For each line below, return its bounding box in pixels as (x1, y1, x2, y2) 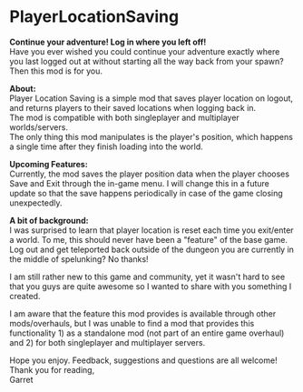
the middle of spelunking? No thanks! (9, 253, 149, 265)
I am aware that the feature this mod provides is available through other (9, 307, 277, 319)
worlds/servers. (9, 121, 68, 133)
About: (9, 83, 36, 94)
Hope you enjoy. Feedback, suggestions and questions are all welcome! (9, 355, 279, 366)
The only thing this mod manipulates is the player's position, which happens (9, 131, 293, 142)
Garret (9, 374, 34, 385)
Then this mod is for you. (9, 65, 103, 76)
